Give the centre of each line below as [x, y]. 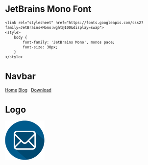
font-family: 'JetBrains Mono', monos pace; [69, 42]
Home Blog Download [28, 90]
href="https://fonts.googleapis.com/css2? [99, 23]
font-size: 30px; [40, 47]
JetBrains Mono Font [48, 9]
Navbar [20, 76]
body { [21, 37]
